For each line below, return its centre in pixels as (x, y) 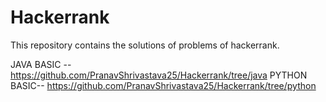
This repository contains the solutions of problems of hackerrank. (145, 45)
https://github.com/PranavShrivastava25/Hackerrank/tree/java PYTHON (159, 75)
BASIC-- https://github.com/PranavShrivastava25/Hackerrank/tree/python (163, 85)
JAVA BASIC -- (41, 64)
